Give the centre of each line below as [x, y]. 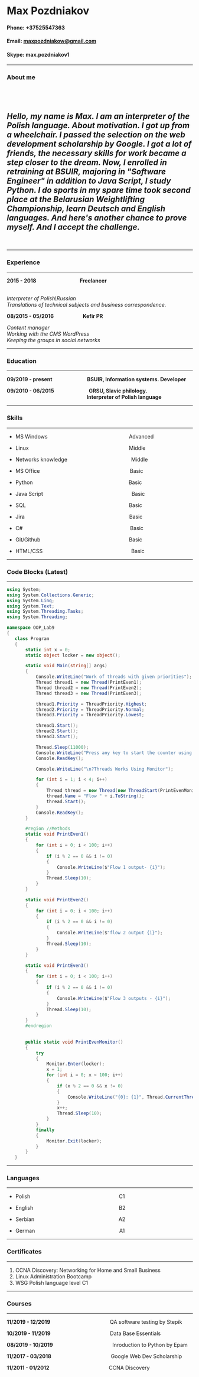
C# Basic [79, 528]
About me [21, 77]
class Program [32, 639]
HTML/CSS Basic [80, 551]
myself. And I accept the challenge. [74, 227]
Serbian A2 [70, 1219]
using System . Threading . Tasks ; [45, 612]
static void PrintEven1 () [57, 834]
